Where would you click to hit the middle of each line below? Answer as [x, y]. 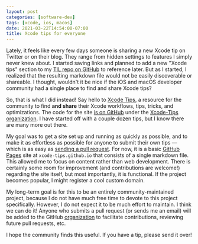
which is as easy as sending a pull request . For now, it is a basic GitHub [93, 149]
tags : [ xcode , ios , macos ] [39, 23]
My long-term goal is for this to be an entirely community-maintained [90, 192]
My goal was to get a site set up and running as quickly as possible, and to [97, 136]
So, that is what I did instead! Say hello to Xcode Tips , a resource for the [94, 100]
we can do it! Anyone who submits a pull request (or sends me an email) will [99, 211]
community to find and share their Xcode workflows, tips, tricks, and [90, 106]
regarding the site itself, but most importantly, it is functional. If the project [96, 174]
